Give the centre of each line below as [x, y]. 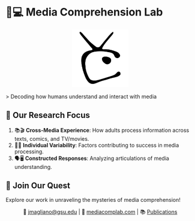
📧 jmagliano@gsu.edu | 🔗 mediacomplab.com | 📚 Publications [100, 212]
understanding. [33, 166]
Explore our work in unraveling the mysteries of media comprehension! [93, 200]
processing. [29, 152]
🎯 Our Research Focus [48, 115]
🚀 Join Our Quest [38, 185]
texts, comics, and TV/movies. [52, 138]
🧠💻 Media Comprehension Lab [84, 12]
